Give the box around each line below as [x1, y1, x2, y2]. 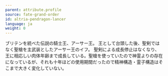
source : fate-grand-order [5, 12, 59, 17]
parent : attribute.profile [5, 7, 62, 12]
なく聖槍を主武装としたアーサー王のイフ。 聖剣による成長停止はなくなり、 [5, 46, 159, 52]
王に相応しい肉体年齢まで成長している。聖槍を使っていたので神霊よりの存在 [5, 53, 163, 59]
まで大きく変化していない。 [9, 65, 67, 71]
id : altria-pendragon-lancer [5, 16, 66, 21]
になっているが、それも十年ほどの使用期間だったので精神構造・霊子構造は [5, 59, 159, 65]
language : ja [5, 21, 33, 26]
